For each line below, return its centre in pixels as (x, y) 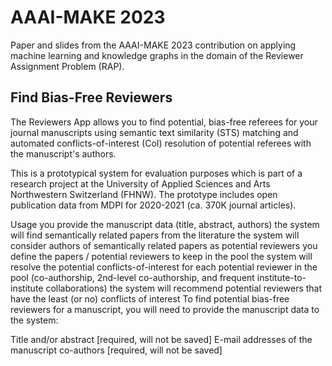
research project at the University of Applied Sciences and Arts (140, 183)
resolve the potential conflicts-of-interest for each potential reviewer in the (164, 267)
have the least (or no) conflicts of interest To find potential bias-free (150, 298)
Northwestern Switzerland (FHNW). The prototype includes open (144, 194)
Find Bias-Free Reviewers (91, 97)
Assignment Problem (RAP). (67, 66)
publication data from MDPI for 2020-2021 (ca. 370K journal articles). (153, 205)
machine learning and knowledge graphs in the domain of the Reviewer (157, 55)
